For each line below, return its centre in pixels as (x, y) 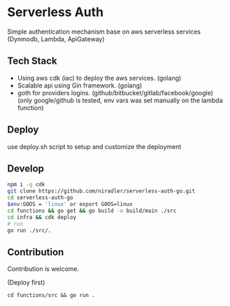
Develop (26, 168)
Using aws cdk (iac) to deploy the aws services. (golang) (99, 78)
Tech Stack (32, 61)
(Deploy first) (26, 283)
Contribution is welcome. (43, 269)
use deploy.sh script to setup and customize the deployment (94, 146)
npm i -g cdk (26, 185)
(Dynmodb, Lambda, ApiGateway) (56, 39)
